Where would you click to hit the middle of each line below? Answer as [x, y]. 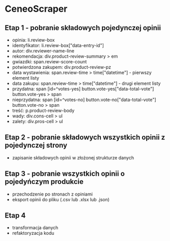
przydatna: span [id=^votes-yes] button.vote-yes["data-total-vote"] [83, 89]
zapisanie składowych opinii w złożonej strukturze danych [73, 158]
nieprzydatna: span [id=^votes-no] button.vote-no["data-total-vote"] [84, 100]
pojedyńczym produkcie [44, 182]
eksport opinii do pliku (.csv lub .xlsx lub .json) [61, 199]
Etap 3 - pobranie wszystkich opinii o [65, 174]
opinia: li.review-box [33, 40]
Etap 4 [15, 216]
